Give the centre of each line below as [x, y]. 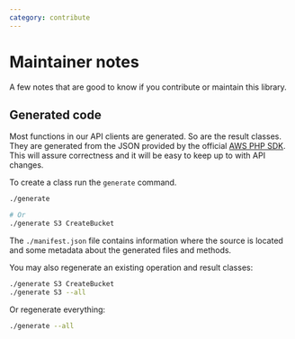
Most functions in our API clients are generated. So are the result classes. [145, 136]
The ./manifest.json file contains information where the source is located [146, 240]
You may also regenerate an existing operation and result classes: [131, 267]
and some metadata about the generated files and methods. [121, 250]
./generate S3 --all [48, 292]
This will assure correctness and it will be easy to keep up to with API [138, 156]
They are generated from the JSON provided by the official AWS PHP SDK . [147, 146]
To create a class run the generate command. [93, 183]
